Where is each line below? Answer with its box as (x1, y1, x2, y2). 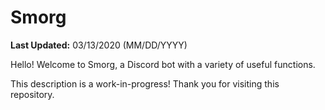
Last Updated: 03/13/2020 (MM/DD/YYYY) (10, 39, 188, 51)
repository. (10, 88, 55, 100)
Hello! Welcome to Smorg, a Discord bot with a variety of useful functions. (10, 58, 316, 70)
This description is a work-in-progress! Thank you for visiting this (10, 77, 280, 90)
